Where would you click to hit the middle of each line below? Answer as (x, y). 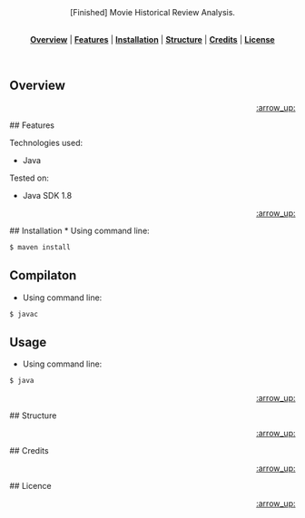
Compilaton (43, 275)
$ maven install (40, 247)
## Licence (30, 486)
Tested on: (30, 178)
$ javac (24, 314)
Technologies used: (46, 142)
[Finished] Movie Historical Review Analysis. (152, 12)
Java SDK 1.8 (47, 195)
